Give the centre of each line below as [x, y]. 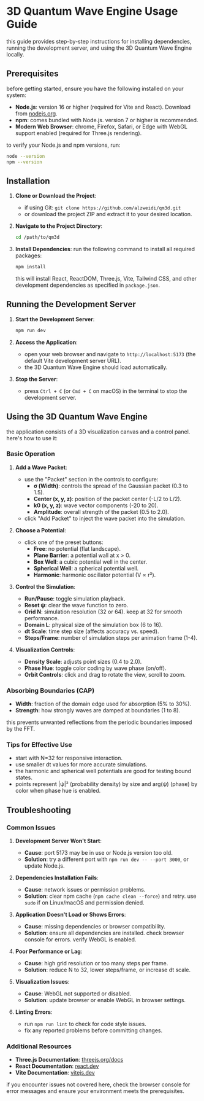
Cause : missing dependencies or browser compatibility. [95, 927]
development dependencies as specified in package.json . [88, 285]
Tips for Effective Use [39, 745]
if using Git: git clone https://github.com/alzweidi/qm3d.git [103, 208]
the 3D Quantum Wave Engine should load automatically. [96, 367]
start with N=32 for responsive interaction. [69, 758]
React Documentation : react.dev [57, 1066]
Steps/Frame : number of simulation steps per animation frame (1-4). [111, 637]
